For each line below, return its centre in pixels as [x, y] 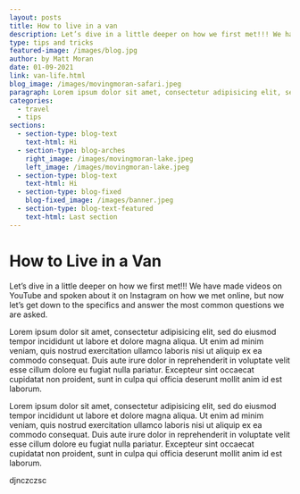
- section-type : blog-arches [71, 150]
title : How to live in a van [63, 26]
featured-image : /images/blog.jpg [74, 51]
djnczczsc [28, 480]
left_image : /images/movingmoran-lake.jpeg [108, 167]
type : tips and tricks [51, 42]
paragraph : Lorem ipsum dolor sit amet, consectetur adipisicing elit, [145, 92]
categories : [31, 100]
